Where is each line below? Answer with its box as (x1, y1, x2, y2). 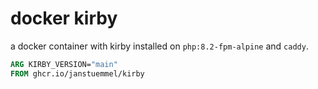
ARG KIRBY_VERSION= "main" (10, 59, 118, 69)
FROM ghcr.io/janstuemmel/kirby (10, 68, 145, 79)
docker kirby (10, 7, 118, 30)
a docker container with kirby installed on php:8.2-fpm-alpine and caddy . (10, 40, 309, 52)
